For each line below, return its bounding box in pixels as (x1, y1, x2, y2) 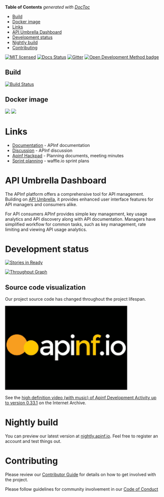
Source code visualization (5, 283, 86, 291)
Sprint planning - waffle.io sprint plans (12, 158, 89, 164)
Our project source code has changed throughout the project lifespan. (5, 296, 146, 302)
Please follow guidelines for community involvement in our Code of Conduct (5, 486, 159, 492)
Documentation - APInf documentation (12, 142, 90, 148)
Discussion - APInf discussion (12, 147, 73, 153)
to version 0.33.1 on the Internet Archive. (5, 400, 86, 406)
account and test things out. (5, 438, 62, 444)
